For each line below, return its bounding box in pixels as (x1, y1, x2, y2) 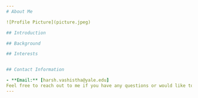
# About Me (6, 8, 33, 15)
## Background (6, 40, 41, 46)
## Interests (6, 51, 38, 57)
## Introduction (6, 30, 46, 36)
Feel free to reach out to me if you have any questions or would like (6, 83, 186, 89)
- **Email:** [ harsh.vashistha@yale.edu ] (6, 77, 110, 83)
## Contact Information (6, 67, 65, 73)
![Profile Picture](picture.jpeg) (6, 19, 91, 25)
